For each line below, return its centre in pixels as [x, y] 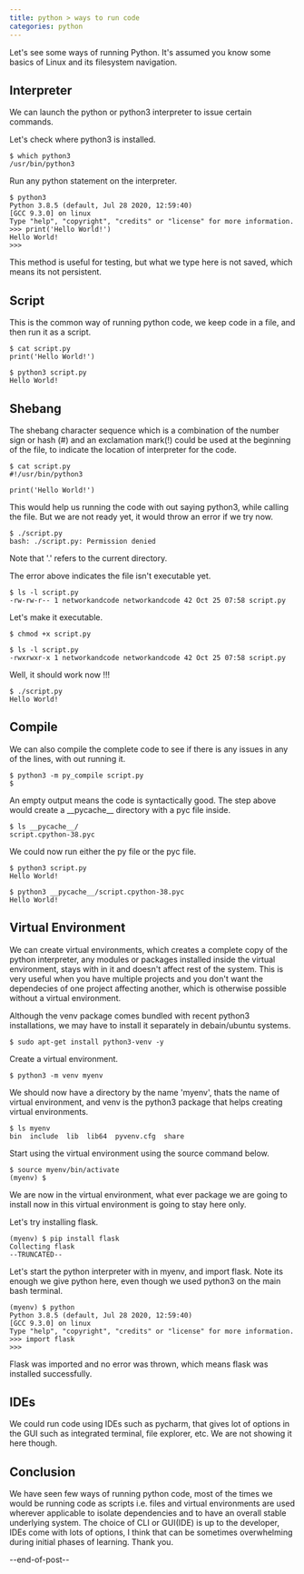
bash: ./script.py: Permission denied [83, 541]
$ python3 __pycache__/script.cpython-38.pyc [97, 892]
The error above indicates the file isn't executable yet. [110, 576]
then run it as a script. [50, 332]
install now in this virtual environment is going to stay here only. [128, 1204]
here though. [34, 1443]
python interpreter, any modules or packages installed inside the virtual [142, 959]
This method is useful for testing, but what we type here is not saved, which [151, 262]
